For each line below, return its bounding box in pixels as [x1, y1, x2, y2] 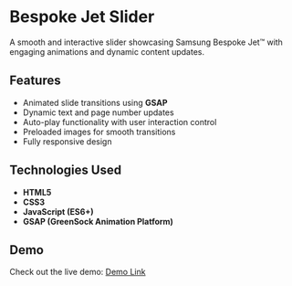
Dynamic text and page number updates [22, 107, 175, 118]
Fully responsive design [22, 135, 112, 147]
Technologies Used [9, 163, 121, 178]
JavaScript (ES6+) [22, 206, 94, 217]
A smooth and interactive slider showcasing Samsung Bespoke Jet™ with [9, 37, 283, 48]
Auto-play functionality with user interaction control [22, 116, 217, 127]
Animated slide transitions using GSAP [22, 97, 168, 108]
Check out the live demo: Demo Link [9, 267, 146, 278]
